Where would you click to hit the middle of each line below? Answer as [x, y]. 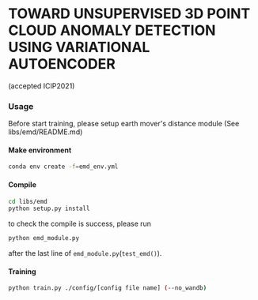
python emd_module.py [44, 238]
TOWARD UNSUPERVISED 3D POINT [129, 14]
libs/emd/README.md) [46, 132]
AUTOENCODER [62, 64]
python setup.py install [49, 209]
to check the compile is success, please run [80, 224]
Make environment [40, 150]
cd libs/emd [28, 201]
